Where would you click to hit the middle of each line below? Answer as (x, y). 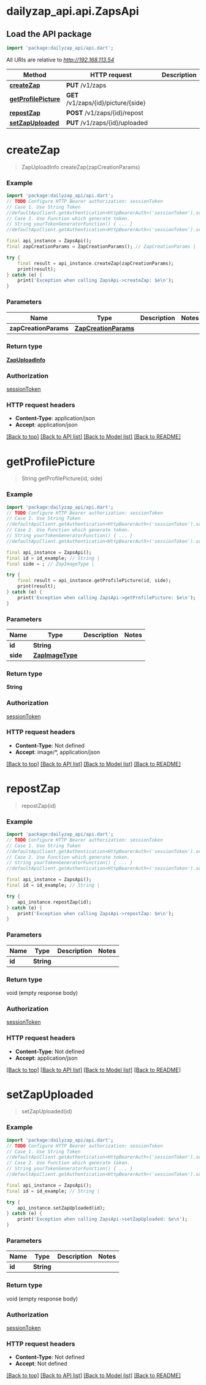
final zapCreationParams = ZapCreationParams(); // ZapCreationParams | (101, 247)
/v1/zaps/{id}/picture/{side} (106, 102)
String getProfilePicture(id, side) (62, 478)
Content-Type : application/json (55, 418)
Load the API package (49, 34)
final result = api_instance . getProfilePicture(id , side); (94, 581)
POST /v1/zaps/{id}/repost (105, 113)
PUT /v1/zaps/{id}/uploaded (107, 123)
